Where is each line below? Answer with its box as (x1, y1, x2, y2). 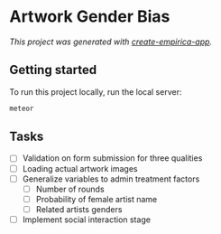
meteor (9, 104, 34, 113)
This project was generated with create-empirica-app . (9, 36, 213, 47)
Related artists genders (35, 203, 123, 214)
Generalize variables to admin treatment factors (22, 173, 200, 184)
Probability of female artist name (35, 193, 158, 204)
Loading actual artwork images (22, 163, 138, 173)
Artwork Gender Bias (9, 6, 170, 27)
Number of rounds (35, 183, 106, 194)
